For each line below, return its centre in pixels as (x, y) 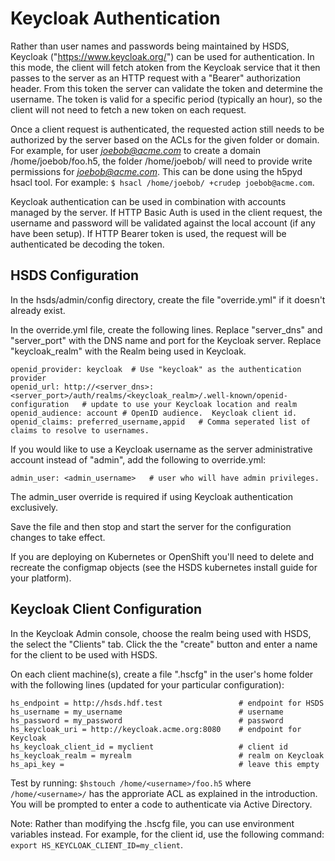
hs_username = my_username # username (147, 712)
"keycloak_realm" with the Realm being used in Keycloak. (128, 351)
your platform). (41, 578)
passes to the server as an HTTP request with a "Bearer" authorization (155, 78)
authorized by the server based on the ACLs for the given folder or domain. (165, 139)
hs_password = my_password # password (147, 720)
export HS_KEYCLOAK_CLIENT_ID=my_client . (97, 844)
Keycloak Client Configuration (106, 609)
